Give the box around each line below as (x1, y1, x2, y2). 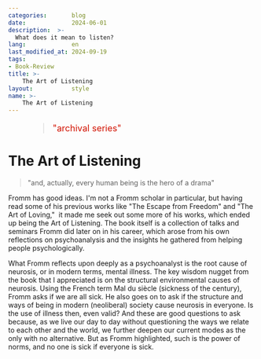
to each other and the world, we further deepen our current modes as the (8, 325, 246, 335)
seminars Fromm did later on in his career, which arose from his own (8, 227, 230, 236)
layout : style (8, 84, 90, 93)
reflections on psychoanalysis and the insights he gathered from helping (8, 235, 242, 244)
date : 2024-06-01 (8, 19, 108, 27)
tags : (8, 56, 26, 64)
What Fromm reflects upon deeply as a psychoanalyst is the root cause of (8, 258, 248, 268)
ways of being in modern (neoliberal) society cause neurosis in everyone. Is (8, 300, 254, 310)
